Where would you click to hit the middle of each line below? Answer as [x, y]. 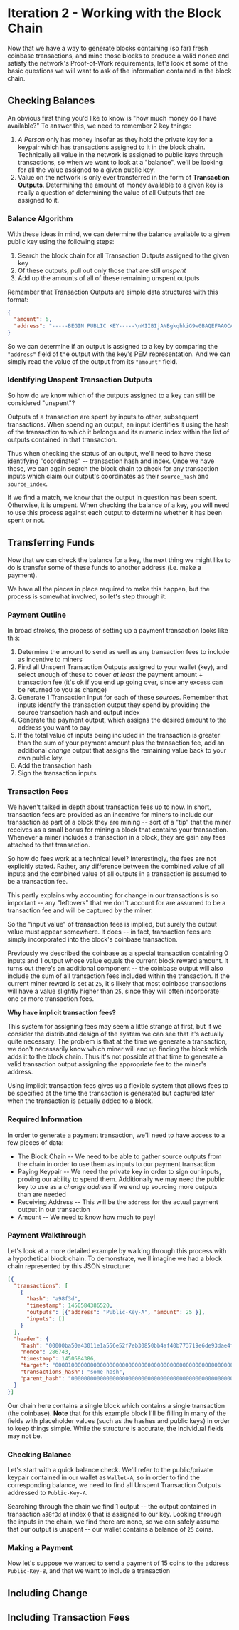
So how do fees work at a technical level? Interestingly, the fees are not [112, 859]
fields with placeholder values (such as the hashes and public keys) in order [119, 1420]
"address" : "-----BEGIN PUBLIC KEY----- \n [78, 326]
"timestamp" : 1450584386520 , [69, 1306]
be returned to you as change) [62, 689]
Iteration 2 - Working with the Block [115, 13]
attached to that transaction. [49, 845]
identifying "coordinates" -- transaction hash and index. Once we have [111, 461]
